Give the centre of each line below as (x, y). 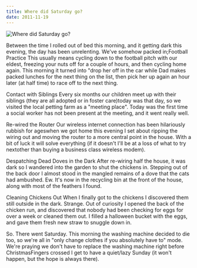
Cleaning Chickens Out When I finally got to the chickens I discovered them (98, 197)
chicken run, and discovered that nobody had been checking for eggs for (95, 210)
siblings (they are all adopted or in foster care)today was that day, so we (94, 100)
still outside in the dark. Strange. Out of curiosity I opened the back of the (95, 203)
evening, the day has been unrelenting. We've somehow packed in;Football (97, 51)
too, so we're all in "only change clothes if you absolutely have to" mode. (94, 240)
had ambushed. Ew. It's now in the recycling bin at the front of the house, (95, 180)
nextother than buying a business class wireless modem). (76, 149)
